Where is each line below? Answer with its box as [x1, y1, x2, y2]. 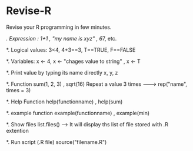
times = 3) [6, 86, 31, 93]
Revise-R [6, 4, 52, 18]
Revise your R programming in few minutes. [6, 24, 112, 31]
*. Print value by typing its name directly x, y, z [6, 69, 118, 76]
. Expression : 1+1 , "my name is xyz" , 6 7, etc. [6, 35, 117, 42]
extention [6, 127, 29, 134]
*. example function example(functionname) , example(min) [6, 109, 150, 116]
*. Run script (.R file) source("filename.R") [6, 138, 107, 145]
